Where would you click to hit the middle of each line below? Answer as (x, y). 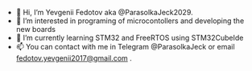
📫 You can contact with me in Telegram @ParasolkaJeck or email (125, 47)
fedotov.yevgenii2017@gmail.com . (74, 58)
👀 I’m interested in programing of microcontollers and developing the (130, 21)
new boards (36, 29)
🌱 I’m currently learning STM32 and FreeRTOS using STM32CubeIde (130, 37)
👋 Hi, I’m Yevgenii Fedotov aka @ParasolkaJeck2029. (104, 12)
